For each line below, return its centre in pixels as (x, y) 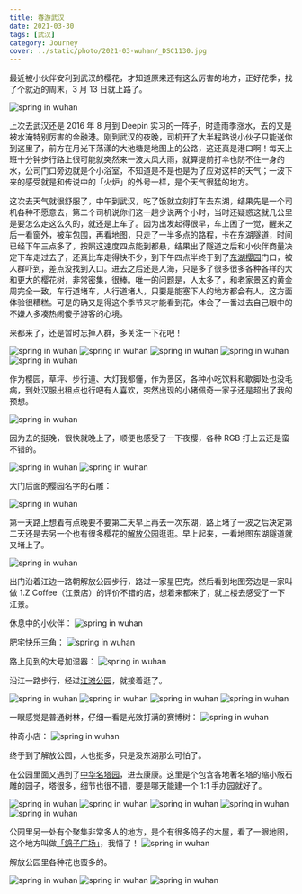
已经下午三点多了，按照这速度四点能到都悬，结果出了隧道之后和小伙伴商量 (147, 246)
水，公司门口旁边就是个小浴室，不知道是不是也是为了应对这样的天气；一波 (147, 171)
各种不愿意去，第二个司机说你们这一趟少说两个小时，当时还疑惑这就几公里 (155, 212)
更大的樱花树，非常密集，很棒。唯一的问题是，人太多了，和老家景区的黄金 (155, 280)
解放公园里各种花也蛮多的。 (61, 862)
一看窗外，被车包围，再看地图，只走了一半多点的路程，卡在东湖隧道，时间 (155, 235)
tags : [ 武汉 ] (32, 34)
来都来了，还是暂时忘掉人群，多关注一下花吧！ (96, 333)
